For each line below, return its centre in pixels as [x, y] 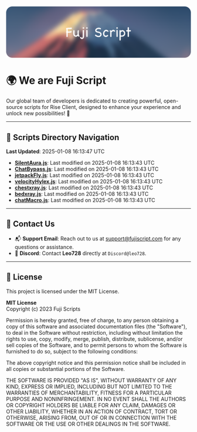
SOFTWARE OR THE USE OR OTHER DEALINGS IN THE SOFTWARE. [88, 424]
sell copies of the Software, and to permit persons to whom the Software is [97, 345]
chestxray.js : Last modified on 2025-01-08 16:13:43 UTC [84, 188]
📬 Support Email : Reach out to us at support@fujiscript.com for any [98, 239]
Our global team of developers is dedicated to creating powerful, [84, 101]
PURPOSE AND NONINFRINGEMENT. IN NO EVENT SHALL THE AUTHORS [96, 399]
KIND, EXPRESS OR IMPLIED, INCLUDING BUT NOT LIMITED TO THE [89, 386]
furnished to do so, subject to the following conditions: [72, 351]
